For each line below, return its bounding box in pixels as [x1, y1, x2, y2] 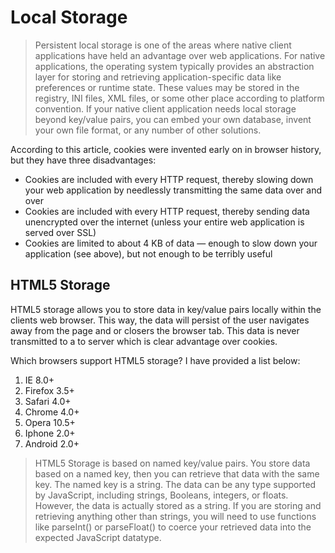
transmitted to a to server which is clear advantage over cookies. [10, 335, 278, 347]
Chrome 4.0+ [24, 406, 80, 418]
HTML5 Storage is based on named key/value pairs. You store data [34, 457, 311, 469]
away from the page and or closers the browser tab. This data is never [10, 324, 300, 336]
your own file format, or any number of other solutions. [34, 124, 262, 136]
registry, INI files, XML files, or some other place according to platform [34, 92, 325, 104]
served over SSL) [24, 226, 97, 238]
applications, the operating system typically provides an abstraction [34, 60, 315, 72]
